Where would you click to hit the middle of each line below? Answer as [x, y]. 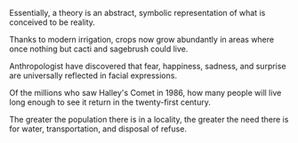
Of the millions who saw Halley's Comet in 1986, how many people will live [145, 93]
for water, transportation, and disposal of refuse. [98, 129]
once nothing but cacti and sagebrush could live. [99, 49]
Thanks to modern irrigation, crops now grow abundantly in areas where [141, 40]
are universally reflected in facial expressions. [93, 75]
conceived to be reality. [52, 22]
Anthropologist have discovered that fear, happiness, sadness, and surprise [148, 66]
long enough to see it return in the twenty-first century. [110, 102]
